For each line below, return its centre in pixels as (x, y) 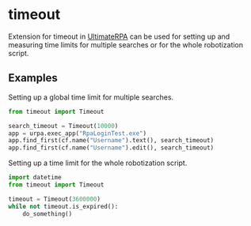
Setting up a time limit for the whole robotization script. (98, 163)
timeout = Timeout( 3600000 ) (55, 199)
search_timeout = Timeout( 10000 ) (63, 126)
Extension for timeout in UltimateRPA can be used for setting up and (119, 36)
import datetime (35, 178)
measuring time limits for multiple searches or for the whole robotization (126, 44)
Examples (33, 78)
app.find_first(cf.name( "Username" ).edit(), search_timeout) (111, 148)
